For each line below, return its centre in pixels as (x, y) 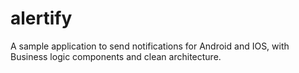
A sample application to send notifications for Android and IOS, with (150, 46)
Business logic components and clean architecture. (116, 56)
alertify (41, 18)
